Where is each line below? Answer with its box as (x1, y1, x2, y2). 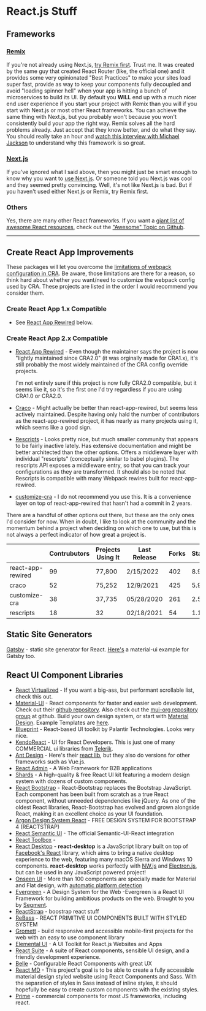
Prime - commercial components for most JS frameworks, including (15, 992, 187, 999)
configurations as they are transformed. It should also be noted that (15, 468, 186, 475)
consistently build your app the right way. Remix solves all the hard (6, 119, 175, 127)
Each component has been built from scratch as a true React (15, 790, 169, 798)
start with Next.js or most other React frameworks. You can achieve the (6, 106, 187, 114)
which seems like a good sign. (15, 423, 92, 431)
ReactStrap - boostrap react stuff (15, 907, 99, 915)
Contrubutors (48, 549, 90, 558)
